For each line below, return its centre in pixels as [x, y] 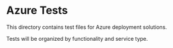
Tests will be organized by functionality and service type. [77, 38]
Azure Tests [37, 10]
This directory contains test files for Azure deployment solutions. [87, 27]
